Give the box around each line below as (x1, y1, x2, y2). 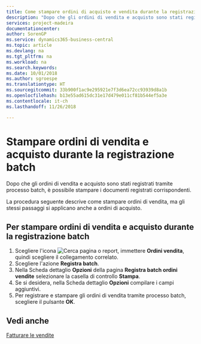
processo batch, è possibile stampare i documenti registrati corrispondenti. (6, 187, 191, 194)
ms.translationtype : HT (6, 82, 66, 88)
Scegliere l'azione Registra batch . (14, 260, 99, 267)
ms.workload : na (6, 59, 47, 65)
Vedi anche (6, 316, 50, 326)
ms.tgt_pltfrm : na (6, 53, 52, 59)
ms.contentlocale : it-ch (6, 98, 68, 104)
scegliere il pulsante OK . (14, 298, 75, 306)
